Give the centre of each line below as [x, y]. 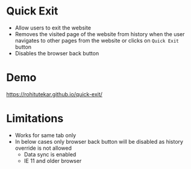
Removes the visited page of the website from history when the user [100, 34]
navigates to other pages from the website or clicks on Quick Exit [97, 40]
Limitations [35, 119]
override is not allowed [43, 148]
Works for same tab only [45, 135]
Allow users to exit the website [53, 28]
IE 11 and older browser [53, 161]
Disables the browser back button [57, 53]
